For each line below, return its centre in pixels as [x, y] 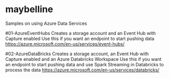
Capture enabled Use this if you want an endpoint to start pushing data [80, 38]
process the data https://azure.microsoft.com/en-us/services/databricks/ [82, 70]
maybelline [29, 9]
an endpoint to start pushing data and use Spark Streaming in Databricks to [85, 64]
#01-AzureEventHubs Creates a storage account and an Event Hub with [80, 33]
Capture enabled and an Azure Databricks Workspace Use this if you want [83, 59]
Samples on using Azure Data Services [46, 23]
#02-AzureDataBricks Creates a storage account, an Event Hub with [77, 54]
